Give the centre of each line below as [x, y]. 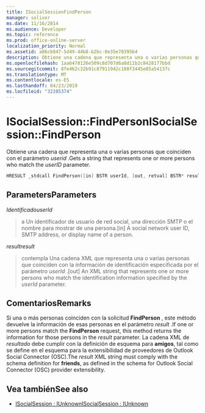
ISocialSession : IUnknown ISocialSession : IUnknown [81, 404]
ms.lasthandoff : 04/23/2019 [42, 86]
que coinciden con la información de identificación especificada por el [110, 265]
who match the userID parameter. [49, 164]
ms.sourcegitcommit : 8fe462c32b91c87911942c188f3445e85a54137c [88, 69]
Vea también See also [47, 389]
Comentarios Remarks [49, 303]
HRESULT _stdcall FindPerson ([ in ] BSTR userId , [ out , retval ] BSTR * [95, 176]
